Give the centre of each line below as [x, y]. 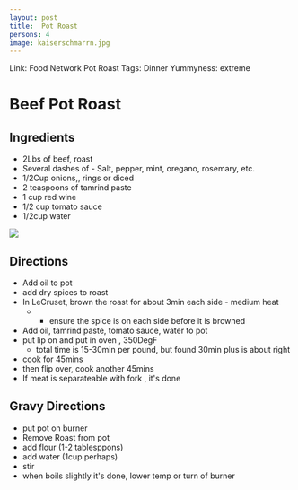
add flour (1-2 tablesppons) [73, 447]
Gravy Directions [57, 406]
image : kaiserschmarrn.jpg [60, 43]
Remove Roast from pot [66, 437]
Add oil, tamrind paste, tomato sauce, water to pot [115, 331]
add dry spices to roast [65, 293]
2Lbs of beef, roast [57, 159]
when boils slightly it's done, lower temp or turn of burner [128, 476]
